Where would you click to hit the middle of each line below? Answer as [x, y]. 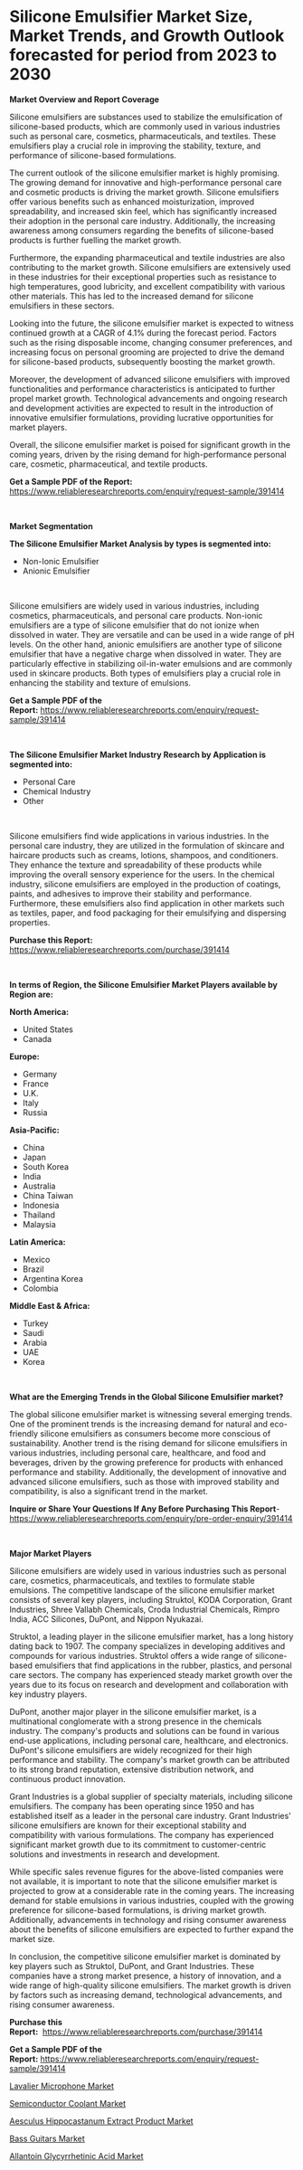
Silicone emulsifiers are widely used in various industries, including [134, 606]
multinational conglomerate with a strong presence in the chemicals [136, 1721]
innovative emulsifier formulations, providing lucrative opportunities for [142, 417]
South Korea [46, 1166]
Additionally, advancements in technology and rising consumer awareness [148, 1919]
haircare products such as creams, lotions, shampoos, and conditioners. [144, 855]
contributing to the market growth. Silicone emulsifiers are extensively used [150, 267]
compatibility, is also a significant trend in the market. [109, 1491]
